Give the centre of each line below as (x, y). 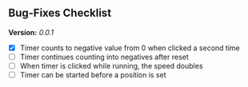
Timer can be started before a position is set (93, 75)
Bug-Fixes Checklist (60, 13)
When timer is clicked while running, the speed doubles (111, 65)
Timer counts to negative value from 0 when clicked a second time (130, 48)
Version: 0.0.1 (31, 32)
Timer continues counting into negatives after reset (104, 57)
